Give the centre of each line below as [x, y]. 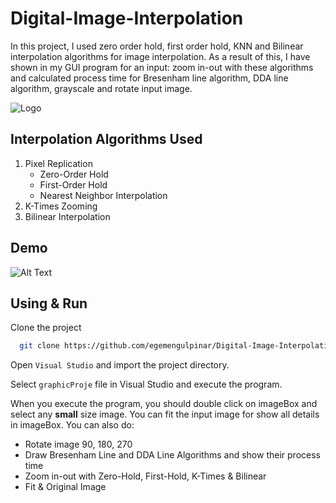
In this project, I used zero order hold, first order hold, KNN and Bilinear [157, 46]
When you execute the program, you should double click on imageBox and [164, 404]
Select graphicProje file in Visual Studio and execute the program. [146, 384]
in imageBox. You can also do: [72, 425]
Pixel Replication [58, 163]
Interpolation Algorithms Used [106, 139]
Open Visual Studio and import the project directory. [120, 365]
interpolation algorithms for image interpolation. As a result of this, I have [160, 56]
